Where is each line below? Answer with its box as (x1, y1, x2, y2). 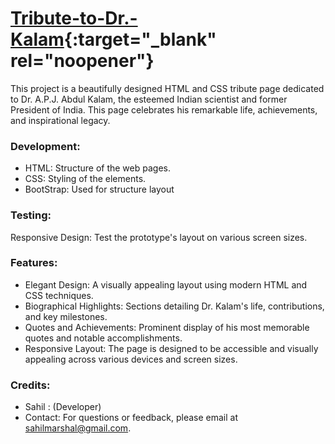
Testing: (10, 208, 52, 222)
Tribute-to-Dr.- (10, 7, 138, 30)
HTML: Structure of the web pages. (24, 162, 171, 174)
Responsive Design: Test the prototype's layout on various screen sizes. (10, 231, 308, 243)
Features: (10, 256, 58, 270)
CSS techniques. (24, 289, 94, 301)
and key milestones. (24, 310, 108, 322)
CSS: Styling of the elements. (24, 173, 147, 185)
